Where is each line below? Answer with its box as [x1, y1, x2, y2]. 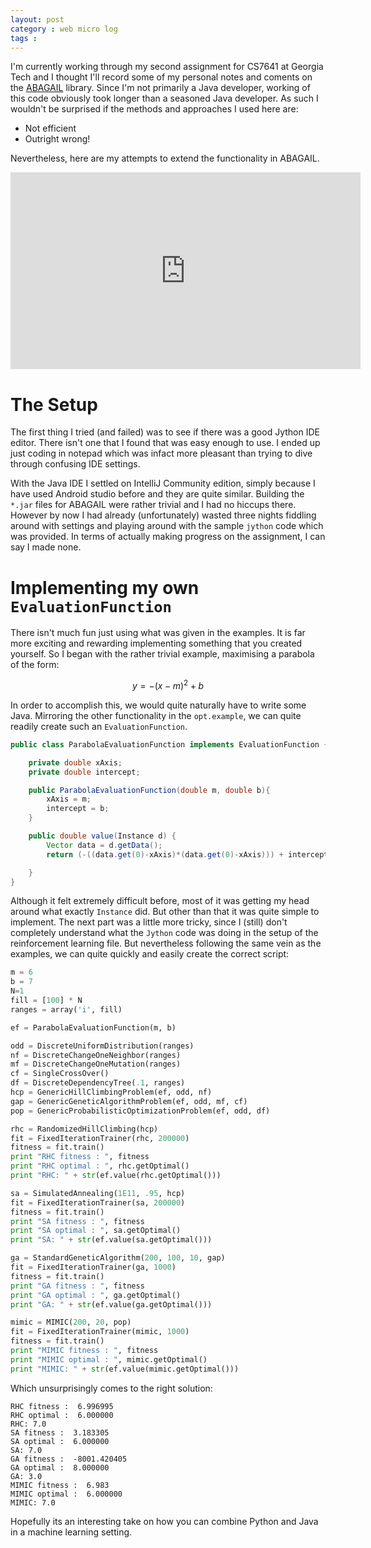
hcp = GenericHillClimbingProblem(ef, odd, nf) [10, 1087, 213, 1098]
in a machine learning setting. [10, 1526, 133, 1538]
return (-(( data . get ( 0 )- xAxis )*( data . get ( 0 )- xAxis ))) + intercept [46, 849, 329, 860]
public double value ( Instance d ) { [28, 831, 177, 841]
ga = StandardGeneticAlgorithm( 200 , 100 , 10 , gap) [10, 1253, 226, 1263]
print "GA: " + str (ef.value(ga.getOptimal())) [10, 1299, 213, 1310]
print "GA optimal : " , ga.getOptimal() [10, 1290, 182, 1300]
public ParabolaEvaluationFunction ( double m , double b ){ [28, 785, 271, 795]
